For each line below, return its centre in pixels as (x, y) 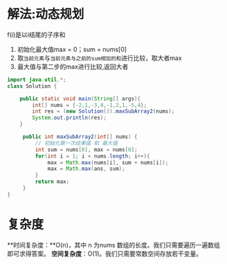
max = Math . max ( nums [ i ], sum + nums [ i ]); (108, 162)
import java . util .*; (37, 79)
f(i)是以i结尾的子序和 (36, 35)
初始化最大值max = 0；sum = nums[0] (72, 49)
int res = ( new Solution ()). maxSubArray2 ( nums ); (103, 111)
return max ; (52, 182)
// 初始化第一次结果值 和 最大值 (76, 143)
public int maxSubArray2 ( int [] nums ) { (80, 137)
